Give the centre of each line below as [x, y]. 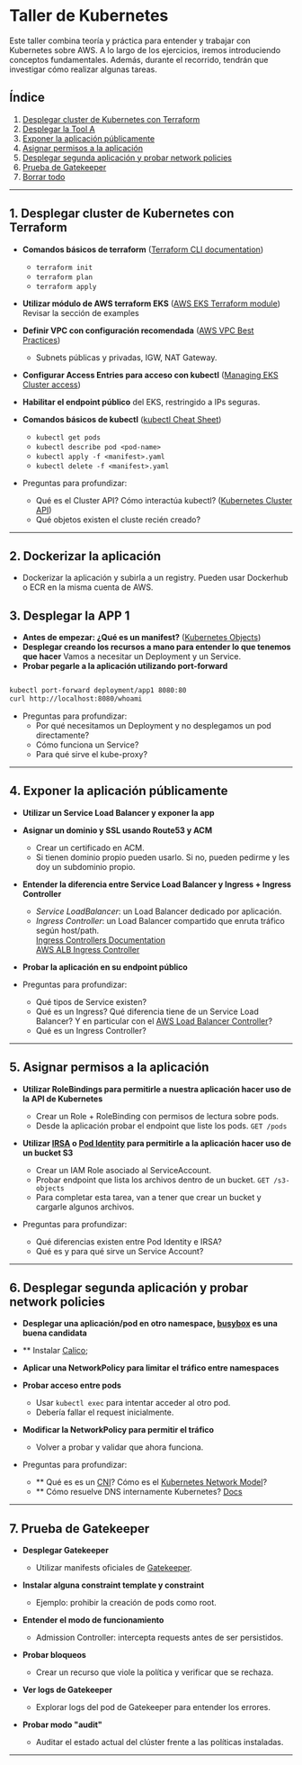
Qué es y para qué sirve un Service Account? [120, 1251]
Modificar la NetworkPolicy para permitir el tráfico [118, 1430]
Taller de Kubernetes [89, 16]
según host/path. [67, 930]
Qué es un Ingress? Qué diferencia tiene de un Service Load [147, 1011]
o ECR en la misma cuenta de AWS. [88, 587]
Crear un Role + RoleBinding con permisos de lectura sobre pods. [157, 1116]
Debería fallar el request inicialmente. [105, 1412]
